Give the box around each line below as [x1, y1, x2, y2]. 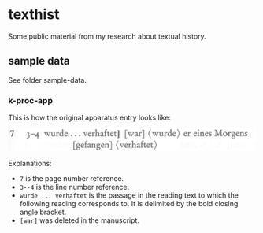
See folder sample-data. [8, 75, 87, 84]
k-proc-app [8, 94, 54, 105]
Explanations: [8, 158, 53, 168]
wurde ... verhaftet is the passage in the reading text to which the [19, 190, 239, 200]
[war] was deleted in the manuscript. [19, 215, 140, 225]
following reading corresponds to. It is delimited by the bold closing [19, 198, 239, 208]
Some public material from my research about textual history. [8, 31, 206, 41]
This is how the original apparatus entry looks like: [8, 113, 172, 123]
